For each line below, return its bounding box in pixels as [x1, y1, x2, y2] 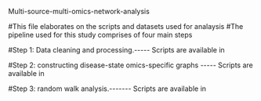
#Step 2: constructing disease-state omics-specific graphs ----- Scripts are [8, 60, 253, 70]
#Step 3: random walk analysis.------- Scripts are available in [8, 84, 206, 93]
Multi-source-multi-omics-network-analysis [8, 7, 150, 16]
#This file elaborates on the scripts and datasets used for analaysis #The [8, 22, 244, 31]
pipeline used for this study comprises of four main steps [8, 31, 193, 39]
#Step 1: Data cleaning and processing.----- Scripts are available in [8, 45, 225, 54]
